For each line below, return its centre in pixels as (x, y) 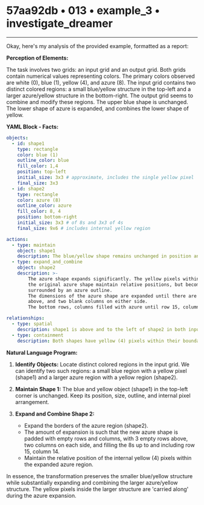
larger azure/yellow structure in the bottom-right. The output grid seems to (100, 96)
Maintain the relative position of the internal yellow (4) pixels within (108, 458)
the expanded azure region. (59, 464)
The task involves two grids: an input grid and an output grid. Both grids (96, 69)
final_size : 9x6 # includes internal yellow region (84, 228)
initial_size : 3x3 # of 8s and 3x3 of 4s (70, 223)
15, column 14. (42, 451)
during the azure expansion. (42, 495)
